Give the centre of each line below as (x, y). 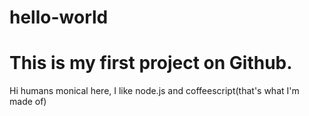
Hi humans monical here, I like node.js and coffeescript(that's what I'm (154, 91)
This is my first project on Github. (151, 63)
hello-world (59, 17)
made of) (28, 102)
